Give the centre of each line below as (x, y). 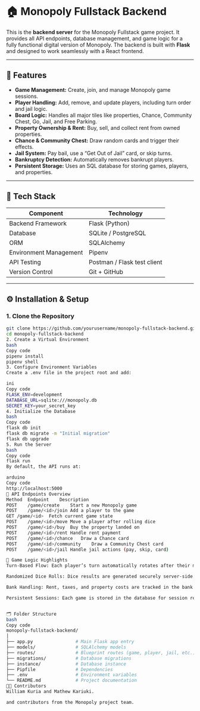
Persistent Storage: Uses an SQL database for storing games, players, (101, 166)
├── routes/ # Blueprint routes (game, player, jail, (93, 653)
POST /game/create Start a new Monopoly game (71, 505)
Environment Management (46, 252)
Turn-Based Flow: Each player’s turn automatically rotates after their (98, 566)
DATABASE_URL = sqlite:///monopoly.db (51, 400)
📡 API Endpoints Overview (38, 494)
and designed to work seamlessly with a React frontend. (75, 51)
